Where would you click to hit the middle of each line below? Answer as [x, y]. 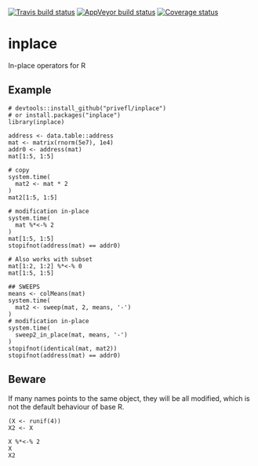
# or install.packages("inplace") [65, 115]
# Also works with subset [50, 259]
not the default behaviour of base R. [66, 406]
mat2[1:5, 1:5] [33, 197]
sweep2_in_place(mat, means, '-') [71, 335]
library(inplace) [36, 122]
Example [30, 90]
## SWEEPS [24, 286]
